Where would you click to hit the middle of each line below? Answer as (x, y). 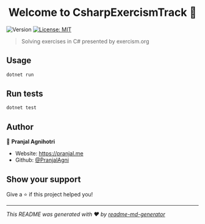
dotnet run (20, 75)
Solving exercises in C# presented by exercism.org (85, 41)
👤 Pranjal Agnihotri (31, 142)
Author (20, 127)
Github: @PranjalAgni (42, 160)
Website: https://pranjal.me (49, 154)
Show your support (44, 179)
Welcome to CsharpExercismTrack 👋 (103, 13)
